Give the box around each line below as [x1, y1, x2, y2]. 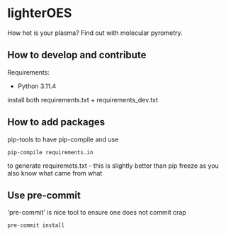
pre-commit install [7, 222, 65, 229]
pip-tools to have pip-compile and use [7, 135, 119, 144]
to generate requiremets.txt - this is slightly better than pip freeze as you [7, 161, 220, 170]
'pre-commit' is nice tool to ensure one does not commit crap [7, 208, 186, 217]
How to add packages [7, 116, 105, 129]
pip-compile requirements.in [7, 149, 94, 156]
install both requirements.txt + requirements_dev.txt [7, 95, 158, 104]
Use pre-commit [7, 189, 81, 201]
